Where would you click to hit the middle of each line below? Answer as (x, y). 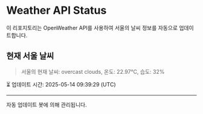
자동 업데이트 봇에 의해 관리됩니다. (47, 104)
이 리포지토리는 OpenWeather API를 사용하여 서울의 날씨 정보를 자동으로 (92, 28)
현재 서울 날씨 (30, 56)
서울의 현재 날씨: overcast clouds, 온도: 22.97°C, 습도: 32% (93, 71)
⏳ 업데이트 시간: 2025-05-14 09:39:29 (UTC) (61, 84)
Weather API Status (56, 10)
